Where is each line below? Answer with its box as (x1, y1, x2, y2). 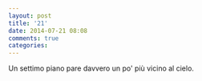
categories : (8, 42, 48, 50)
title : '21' (8, 19, 48, 27)
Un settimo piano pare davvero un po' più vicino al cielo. (8, 63, 195, 73)
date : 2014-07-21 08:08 (8, 26, 88, 34)
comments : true (8, 34, 59, 43)
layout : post (8, 11, 52, 20)
